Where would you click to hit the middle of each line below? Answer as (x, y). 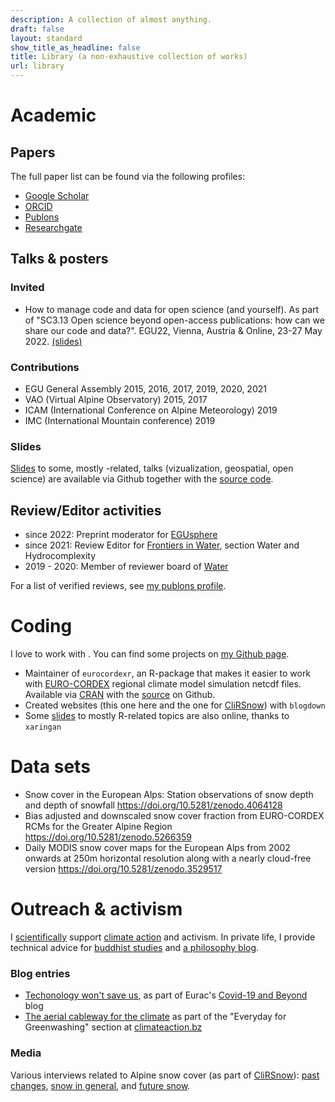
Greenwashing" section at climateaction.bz (113, 1027)
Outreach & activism (96, 909)
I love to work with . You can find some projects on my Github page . (150, 654)
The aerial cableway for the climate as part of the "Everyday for (155, 1017)
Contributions (45, 367)
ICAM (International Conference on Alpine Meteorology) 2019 (151, 410)
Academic (53, 115)
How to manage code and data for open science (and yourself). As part (172, 309)
